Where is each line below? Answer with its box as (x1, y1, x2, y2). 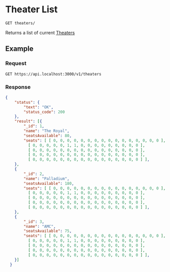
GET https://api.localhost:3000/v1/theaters (5, 71, 102, 76)
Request (5, 60, 27, 67)
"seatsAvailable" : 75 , (23, 228, 72, 234)
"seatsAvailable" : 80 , (23, 133, 72, 138)
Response (5, 83, 31, 90)
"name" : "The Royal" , (23, 128, 70, 134)
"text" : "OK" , (23, 104, 54, 110)
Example (5, 45, 34, 53)
